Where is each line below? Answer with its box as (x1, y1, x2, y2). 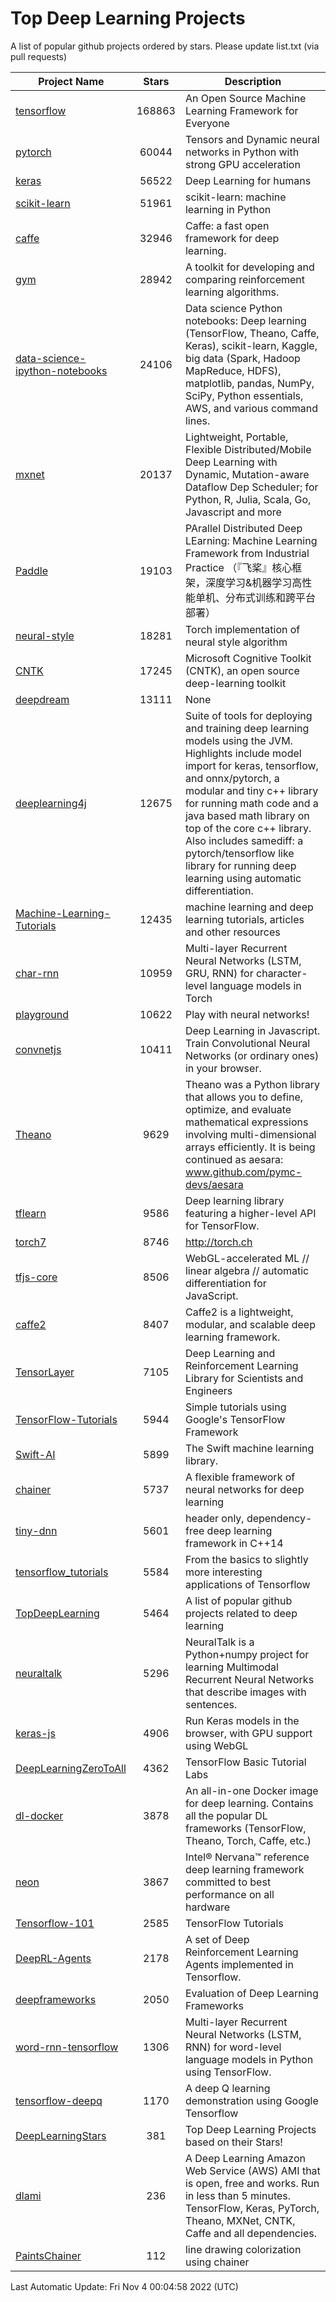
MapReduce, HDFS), (184, 363, 282, 377)
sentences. (184, 1697, 238, 1711)
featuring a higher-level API (184, 1206, 317, 1220)
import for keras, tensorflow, (184, 758, 319, 772)
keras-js (15, 1726, 56, 1740)
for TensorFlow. (184, 1218, 260, 1232)
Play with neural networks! (184, 1007, 310, 1021)
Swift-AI (15, 1447, 56, 1461)
